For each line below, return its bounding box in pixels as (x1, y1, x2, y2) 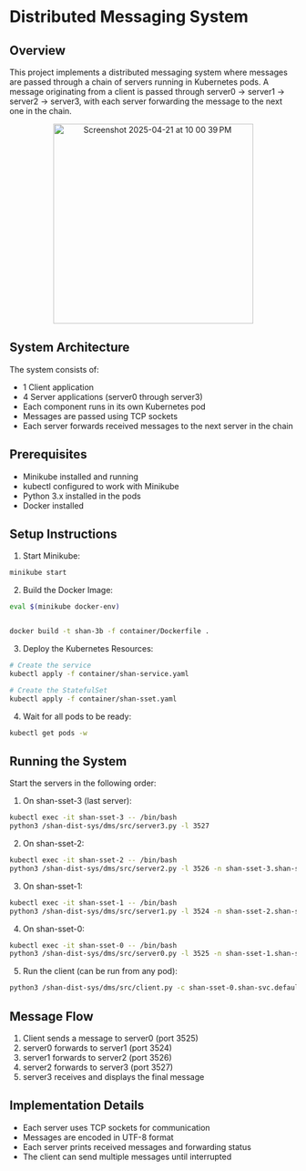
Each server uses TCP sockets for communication (22, 1122, 211, 1133)
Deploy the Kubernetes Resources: (22, 643, 154, 654)
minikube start (9, 568, 67, 578)
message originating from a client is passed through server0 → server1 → (9, 87, 285, 97)
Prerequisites (9, 447, 87, 462)
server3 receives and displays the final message (22, 1071, 205, 1082)
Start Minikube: (22, 550, 80, 561)
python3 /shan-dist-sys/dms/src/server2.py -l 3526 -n (9, 864, 222, 873)
